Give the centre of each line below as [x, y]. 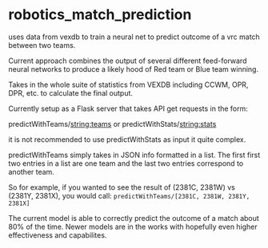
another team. [31, 171]
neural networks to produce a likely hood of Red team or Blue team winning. [133, 69]
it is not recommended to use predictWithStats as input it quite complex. [127, 139]
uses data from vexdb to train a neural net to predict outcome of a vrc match [134, 37]
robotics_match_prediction [100, 15]
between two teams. [42, 45]
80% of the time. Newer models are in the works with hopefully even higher [133, 226]
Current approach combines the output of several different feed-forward [128, 61]
